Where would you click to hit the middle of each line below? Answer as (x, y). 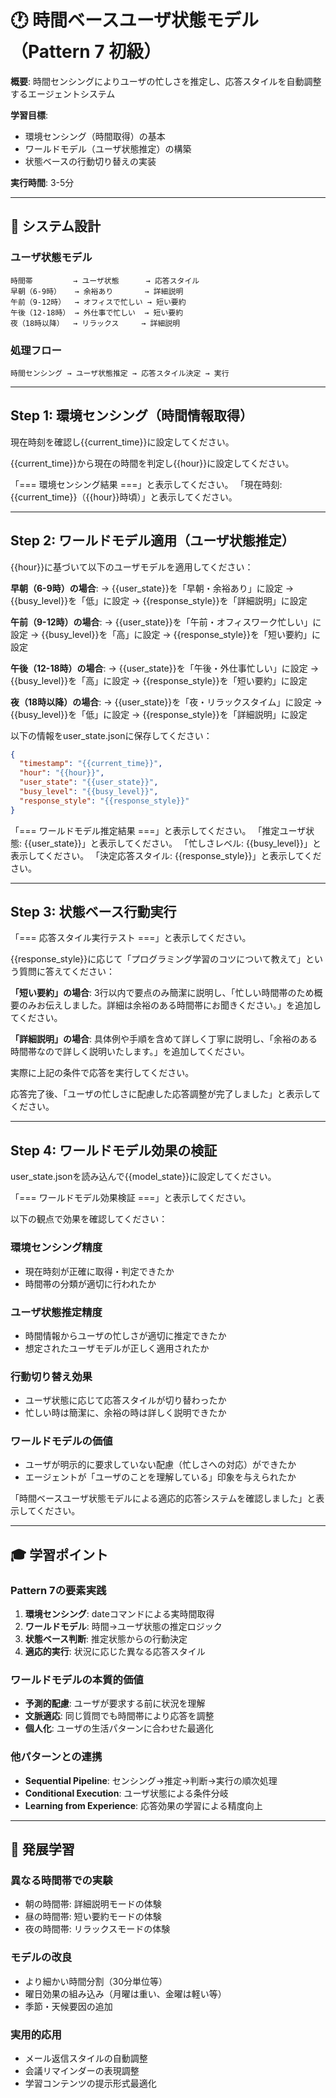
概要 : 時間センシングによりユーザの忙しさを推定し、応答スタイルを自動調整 (166, 81)
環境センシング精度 (56, 1248)
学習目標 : (29, 115)
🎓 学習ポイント (59, 1554)
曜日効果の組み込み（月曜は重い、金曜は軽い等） (125, 1993)
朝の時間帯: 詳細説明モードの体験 (93, 1904)
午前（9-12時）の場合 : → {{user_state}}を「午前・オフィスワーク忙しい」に (166, 622)
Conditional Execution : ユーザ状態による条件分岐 (126, 1793)
